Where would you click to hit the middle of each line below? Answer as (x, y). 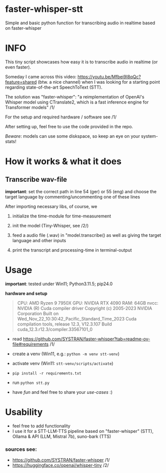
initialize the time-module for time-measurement (62, 216)
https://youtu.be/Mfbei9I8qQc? (109, 77)
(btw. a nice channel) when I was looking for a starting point (99, 82)
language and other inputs (39, 240)
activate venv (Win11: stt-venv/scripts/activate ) (63, 363)
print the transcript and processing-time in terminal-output (72, 250)
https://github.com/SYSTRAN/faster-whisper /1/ (61, 460)
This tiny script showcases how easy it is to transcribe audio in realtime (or (82, 62)
